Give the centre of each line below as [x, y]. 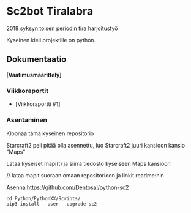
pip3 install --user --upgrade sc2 [52, 204]
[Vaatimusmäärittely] [34, 75]
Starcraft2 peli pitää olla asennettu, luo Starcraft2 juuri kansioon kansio [96, 145]
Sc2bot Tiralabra [50, 11]
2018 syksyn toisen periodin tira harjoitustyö [62, 28]
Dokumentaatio [36, 59]
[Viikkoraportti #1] [38, 104]
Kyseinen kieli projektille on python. [51, 40]
